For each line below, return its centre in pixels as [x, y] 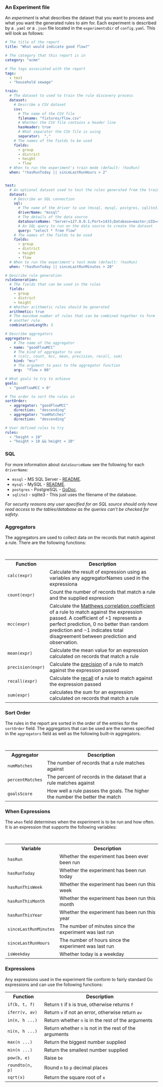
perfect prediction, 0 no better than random [99, 624]
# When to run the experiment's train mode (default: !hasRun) [74, 168]
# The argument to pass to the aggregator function [67, 366]
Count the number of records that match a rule [102, 592]
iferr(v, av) [23, 1012]
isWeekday [19, 954]
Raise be [53, 1058]
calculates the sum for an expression [91, 692]
